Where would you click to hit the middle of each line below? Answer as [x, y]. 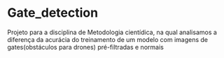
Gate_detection [53, 13]
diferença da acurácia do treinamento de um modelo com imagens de [108, 39]
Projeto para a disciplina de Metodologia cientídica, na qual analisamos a [112, 32]
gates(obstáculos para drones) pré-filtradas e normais [86, 47]
